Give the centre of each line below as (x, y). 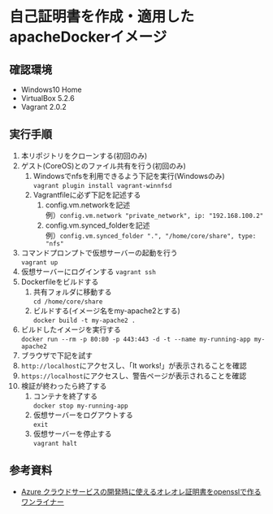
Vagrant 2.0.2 (44, 107)
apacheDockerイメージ (88, 37)
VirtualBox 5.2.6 (48, 98)
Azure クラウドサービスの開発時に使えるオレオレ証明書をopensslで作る (141, 491)
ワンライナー (42, 502)
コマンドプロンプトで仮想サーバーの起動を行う (99, 252)
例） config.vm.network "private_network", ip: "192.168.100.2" (154, 215)
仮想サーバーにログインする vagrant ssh (89, 271)
